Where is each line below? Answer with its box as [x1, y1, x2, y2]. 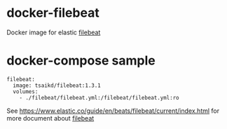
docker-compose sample [6, 53, 156, 69]
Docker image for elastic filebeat [6, 28, 101, 36]
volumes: [13, 88, 39, 95]
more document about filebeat [6, 114, 95, 122]
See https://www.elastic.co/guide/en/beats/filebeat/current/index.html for [6, 107, 220, 115]
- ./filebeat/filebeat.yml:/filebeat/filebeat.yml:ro [19, 94, 179, 101]
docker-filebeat [6, 5, 99, 21]
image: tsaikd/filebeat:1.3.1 [13, 82, 101, 89]
